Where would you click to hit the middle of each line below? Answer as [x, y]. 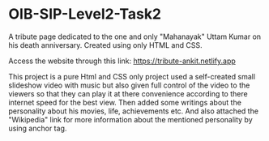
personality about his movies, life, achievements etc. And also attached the [134, 111]
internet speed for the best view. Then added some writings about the [125, 102]
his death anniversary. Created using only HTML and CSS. [105, 45]
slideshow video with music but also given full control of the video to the [129, 85]
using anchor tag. [38, 128]
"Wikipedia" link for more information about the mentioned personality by [130, 119]
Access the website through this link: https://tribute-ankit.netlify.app [122, 61]
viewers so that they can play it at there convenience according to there [128, 93]
